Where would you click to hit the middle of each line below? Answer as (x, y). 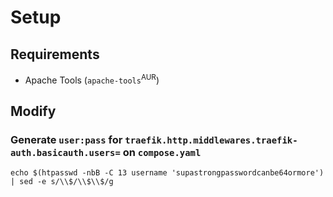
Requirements (55, 54)
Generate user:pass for (66, 139)
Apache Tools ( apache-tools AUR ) (92, 79)
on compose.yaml (162, 152)
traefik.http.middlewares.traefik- (211, 140)
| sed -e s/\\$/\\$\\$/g (62, 182)
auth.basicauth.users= (65, 152)
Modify (33, 111)
